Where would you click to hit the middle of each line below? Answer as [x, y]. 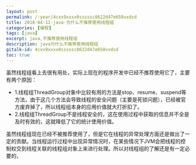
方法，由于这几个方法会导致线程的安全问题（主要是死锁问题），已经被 [97, 99]
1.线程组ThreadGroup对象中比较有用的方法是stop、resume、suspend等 [100, 92]
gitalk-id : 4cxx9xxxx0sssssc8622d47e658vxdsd [62, 50]
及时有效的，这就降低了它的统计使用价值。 [66, 121]
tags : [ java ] [22, 33]
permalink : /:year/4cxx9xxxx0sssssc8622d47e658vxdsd [71, 17]
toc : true [18, 55]
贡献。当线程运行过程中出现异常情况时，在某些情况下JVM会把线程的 [98, 141]
